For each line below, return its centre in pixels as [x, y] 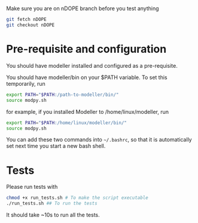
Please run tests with [32, 187]
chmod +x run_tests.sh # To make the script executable [77, 198]
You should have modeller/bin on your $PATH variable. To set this [87, 77]
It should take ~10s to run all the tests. [53, 215]
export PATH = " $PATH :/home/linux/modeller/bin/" [67, 123]
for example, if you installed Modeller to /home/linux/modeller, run [88, 111]
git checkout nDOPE [31, 25]
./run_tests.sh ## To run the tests [52, 204]
